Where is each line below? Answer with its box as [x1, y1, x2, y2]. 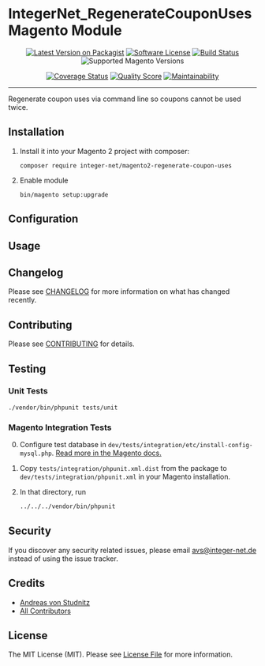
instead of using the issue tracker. [8, 554, 118, 563]
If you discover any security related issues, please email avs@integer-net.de [8, 545, 257, 555]
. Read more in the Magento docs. [51, 448, 162, 458]
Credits [8, 577, 46, 590]
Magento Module [8, 21, 122, 40]
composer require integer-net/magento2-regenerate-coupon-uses [19, 161, 233, 170]
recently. [8, 295, 37, 305]
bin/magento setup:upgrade [19, 190, 109, 198]
